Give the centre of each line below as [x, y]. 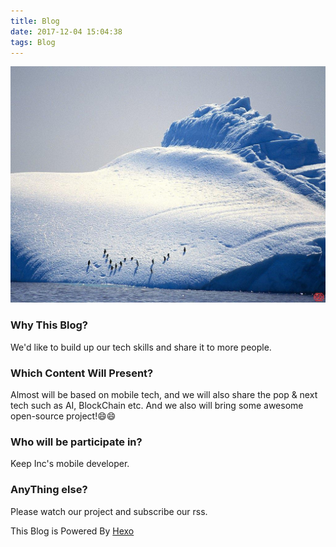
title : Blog [35, 21]
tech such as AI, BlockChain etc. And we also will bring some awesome [157, 405]
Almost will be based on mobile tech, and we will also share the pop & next [164, 394]
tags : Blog [33, 42]
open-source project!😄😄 [63, 416]
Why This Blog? [49, 325]
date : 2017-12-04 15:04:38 [66, 31]
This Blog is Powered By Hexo [72, 531]
